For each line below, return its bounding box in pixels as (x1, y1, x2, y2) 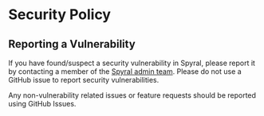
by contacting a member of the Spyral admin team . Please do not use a (8, 67, 242, 76)
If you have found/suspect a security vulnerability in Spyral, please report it (8, 58, 255, 68)
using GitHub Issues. (8, 99, 77, 108)
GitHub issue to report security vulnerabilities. (8, 75, 160, 84)
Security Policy (8, 6, 112, 24)
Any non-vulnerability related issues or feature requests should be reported (8, 91, 257, 100)
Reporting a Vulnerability (8, 37, 136, 51)
